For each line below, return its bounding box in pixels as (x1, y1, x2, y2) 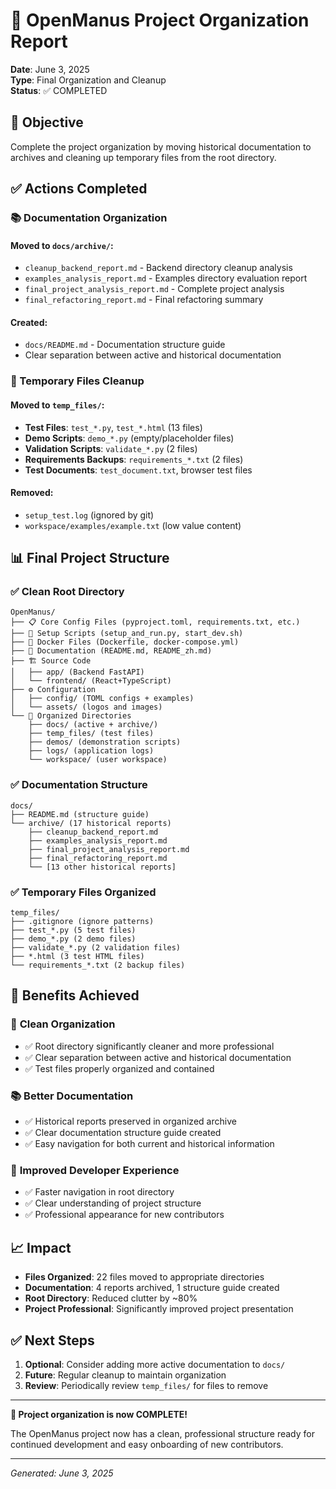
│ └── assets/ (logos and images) (10, 702, 163, 713)
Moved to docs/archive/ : (10, 239, 114, 251)
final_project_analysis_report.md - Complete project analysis (24, 283, 285, 295)
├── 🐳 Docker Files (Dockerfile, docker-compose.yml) (10, 637, 240, 648)
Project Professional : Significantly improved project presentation (24, 1303, 294, 1315)
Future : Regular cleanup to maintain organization (24, 1369, 227, 1381)
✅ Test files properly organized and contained (24, 1062, 215, 1074)
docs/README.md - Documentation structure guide (24, 339, 226, 351)
